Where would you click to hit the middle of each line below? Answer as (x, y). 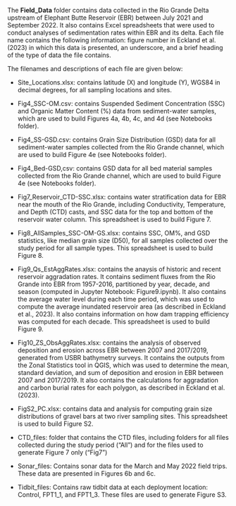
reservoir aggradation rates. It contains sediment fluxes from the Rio (117, 277)
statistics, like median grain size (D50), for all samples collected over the (123, 240)
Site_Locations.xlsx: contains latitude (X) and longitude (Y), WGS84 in (119, 82)
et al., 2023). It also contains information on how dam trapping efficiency (123, 314)
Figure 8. (30, 255)
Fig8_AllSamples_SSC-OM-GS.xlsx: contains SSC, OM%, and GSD (114, 233)
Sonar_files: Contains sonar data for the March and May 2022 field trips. (122, 466)
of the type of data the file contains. (59, 55)
